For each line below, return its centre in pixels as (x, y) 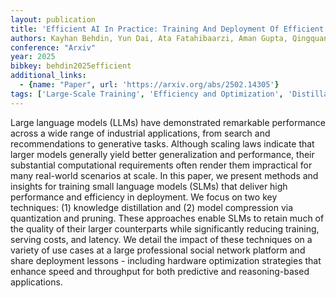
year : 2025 (33, 57)
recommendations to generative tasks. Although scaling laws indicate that (162, 143)
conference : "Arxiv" (53, 47)
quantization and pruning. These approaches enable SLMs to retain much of (167, 218)
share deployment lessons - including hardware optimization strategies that (166, 260)
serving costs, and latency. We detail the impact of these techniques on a (161, 239)
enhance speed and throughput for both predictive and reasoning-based (160, 271)
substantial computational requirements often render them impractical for (161, 165)
